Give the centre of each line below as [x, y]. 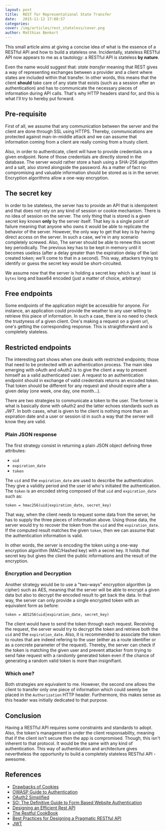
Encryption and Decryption [38, 574]
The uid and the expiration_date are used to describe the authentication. [80, 480]
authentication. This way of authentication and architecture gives [71, 748]
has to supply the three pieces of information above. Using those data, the [81, 520]
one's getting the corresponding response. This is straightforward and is [79, 327]
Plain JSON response [31, 435]
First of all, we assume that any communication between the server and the [82, 126]
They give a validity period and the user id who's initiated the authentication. [83, 486]
